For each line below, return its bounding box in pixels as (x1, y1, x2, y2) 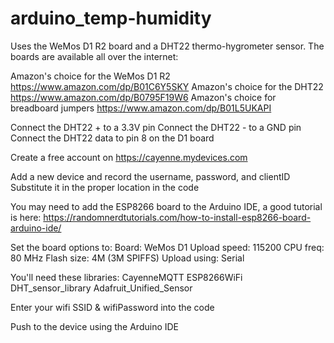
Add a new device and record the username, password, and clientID (10, 170, 291, 182)
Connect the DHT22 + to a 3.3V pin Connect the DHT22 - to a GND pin (10, 121, 302, 133)
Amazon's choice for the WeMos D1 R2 (10, 70, 171, 82)
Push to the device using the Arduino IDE (10, 320, 180, 332)
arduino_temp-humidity (10, 7, 212, 30)
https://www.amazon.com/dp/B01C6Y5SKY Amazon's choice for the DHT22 (10, 80, 324, 92)
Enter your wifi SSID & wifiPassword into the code (10, 301, 215, 313)
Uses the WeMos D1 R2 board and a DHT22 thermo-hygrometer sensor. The (10, 40, 325, 52)
